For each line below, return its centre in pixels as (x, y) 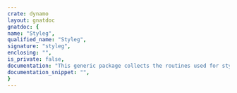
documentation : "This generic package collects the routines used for (113, 66)
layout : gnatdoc (31, 20)
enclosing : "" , (30, 53)
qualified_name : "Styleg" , (47, 40)
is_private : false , (36, 59)
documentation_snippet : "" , (49, 72)
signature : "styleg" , (39, 46)
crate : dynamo (28, 14)
